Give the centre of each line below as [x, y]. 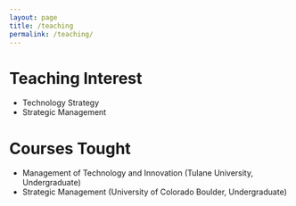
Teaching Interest [76, 78]
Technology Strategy [61, 103]
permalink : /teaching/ [51, 34]
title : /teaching [41, 26]
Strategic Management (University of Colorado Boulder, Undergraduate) [154, 192]
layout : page [33, 17]
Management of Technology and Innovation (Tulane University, [138, 173]
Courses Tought [70, 148]
